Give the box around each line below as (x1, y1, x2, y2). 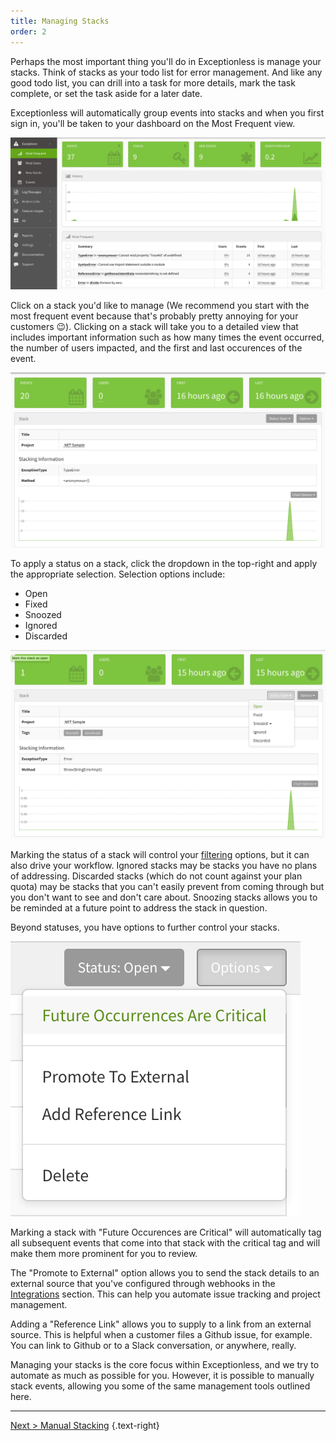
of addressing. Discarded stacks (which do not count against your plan (10, 870, 303, 882)
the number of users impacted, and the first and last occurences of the (10, 342, 303, 354)
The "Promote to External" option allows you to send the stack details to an (10, 1266, 320, 1279)
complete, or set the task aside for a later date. (10, 87, 203, 99)
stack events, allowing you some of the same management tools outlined (10, 1380, 311, 1392)
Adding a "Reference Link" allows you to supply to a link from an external (10, 1318, 312, 1330)
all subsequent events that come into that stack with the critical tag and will (10, 1236, 321, 1249)
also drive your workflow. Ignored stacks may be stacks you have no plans (10, 859, 318, 871)
